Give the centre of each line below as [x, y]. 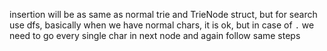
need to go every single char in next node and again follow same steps [155, 35]
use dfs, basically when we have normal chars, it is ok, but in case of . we [162, 25]
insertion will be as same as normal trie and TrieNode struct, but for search [163, 14]
